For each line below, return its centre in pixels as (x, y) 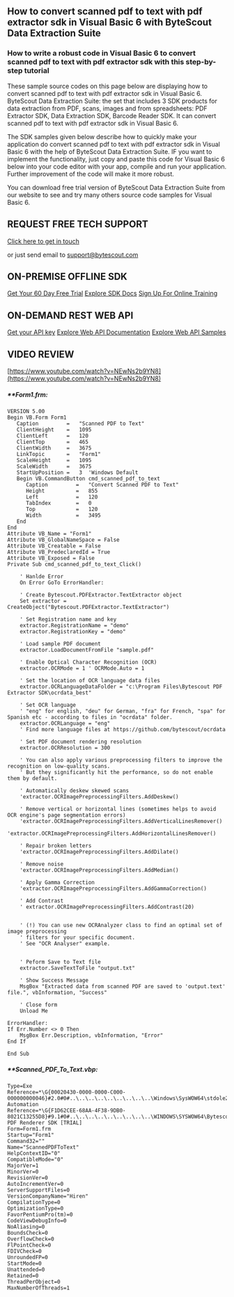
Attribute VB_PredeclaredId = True (59, 552)
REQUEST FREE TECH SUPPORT (78, 224)
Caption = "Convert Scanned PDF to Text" (102, 485)
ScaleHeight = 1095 (54, 460)
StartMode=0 (24, 1263)
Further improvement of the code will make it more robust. (91, 173)
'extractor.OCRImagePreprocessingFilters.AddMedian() (99, 870)
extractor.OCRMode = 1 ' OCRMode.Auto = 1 (82, 668)
